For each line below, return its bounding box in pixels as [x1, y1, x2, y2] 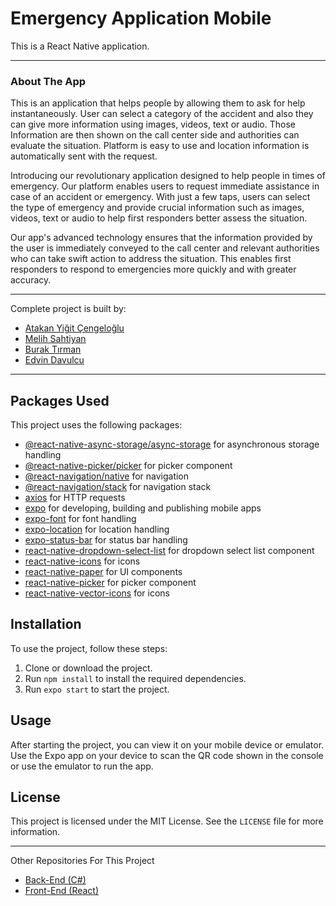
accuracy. [10, 274, 52, 286]
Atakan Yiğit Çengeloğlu [24, 322, 125, 334]
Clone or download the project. [24, 662, 153, 674]
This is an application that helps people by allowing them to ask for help [10, 97, 306, 109]
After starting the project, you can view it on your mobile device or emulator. [10, 738, 325, 751]
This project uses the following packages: [10, 419, 183, 431]
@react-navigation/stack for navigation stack [24, 481, 212, 493]
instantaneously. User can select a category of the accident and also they [10, 108, 314, 120]
